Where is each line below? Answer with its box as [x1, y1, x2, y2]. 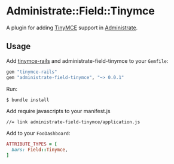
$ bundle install [6, 97, 50, 103]
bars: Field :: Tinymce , [11, 147, 68, 153]
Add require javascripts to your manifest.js [6, 108, 111, 115]
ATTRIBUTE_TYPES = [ [6, 141, 58, 147]
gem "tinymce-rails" [6, 69, 58, 75]
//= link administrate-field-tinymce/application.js [6, 119, 141, 125]
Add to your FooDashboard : [6, 130, 71, 137]
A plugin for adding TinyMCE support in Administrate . [6, 24, 138, 31]
